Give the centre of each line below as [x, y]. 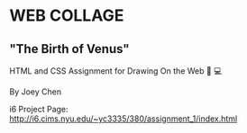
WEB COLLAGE [67, 16]
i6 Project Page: [39, 109]
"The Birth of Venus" [69, 49]
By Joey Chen [35, 92]
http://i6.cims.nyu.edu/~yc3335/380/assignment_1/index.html [123, 119]
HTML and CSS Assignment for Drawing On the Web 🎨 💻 [116, 71]
